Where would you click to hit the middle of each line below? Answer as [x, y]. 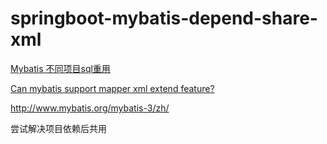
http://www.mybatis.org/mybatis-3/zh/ [90, 108]
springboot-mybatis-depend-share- [164, 18]
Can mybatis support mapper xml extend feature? [112, 88]
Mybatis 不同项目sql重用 [60, 68]
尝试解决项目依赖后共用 [58, 128]
